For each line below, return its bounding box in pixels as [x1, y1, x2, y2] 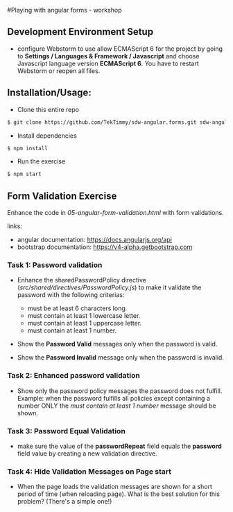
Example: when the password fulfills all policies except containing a [17, 394, 210, 402]
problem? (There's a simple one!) [17, 497, 112, 506]
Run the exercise [17, 157, 66, 166]
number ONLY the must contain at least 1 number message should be [17, 401, 216, 410]
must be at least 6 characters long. [27, 304, 128, 312]
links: [7, 222, 23, 230]
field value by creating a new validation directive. [17, 449, 157, 458]
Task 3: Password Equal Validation [7, 426, 126, 435]
